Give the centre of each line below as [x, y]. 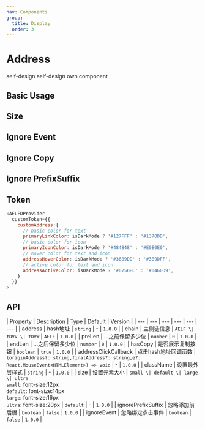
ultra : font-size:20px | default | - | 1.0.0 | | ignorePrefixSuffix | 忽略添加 [98, 405]
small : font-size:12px [33, 385]
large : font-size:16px [33, 398]
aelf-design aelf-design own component [57, 76]
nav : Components [27, 12]
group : [15, 18]
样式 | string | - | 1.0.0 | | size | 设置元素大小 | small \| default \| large [105, 372]
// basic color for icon [54, 242]
